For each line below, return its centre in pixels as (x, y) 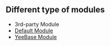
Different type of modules (55, 10)
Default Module (34, 30)
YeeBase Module (35, 37)
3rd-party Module (37, 24)
